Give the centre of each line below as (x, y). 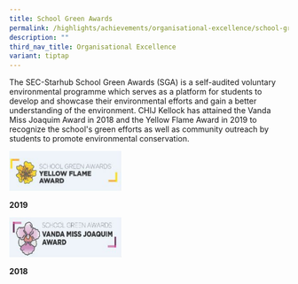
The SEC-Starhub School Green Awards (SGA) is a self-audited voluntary (143, 82)
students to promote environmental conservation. (99, 139)
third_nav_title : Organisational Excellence (93, 47)
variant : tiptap (39, 56)
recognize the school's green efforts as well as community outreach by (139, 129)
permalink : (29, 28)
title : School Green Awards (61, 19)
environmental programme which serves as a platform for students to (136, 92)
